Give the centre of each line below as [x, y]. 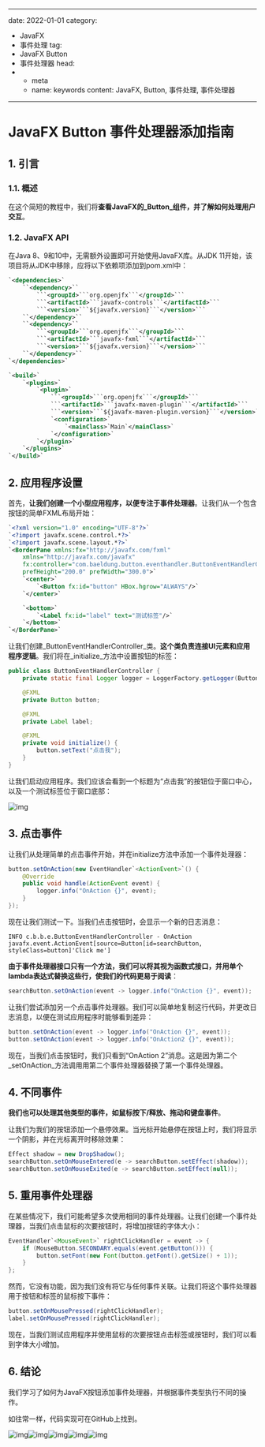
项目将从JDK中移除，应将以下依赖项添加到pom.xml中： [98, 266]
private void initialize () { [70, 743]
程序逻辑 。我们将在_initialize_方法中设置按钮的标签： [94, 656]
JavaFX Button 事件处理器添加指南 [121, 132]
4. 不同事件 [35, 1092]
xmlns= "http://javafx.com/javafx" [79, 557]
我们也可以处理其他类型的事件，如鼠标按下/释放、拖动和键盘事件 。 [117, 1112]
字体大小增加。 [39, 1344]
